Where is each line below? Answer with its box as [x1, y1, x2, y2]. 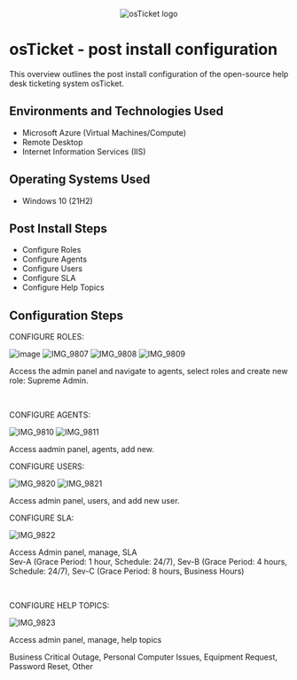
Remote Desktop [21, 137, 83, 147]
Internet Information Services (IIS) [21, 146, 146, 157]
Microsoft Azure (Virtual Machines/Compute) [21, 127, 187, 137]
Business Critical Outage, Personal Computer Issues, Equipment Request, [9, 652, 277, 662]
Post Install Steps [9, 221, 108, 236]
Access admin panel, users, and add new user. [9, 496, 180, 506]
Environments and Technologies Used [9, 104, 224, 119]
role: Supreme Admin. [9, 375, 89, 386]
